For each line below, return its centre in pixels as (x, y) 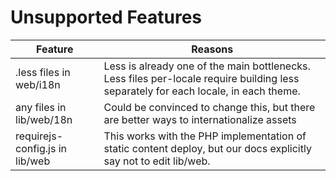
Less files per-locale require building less (201, 78)
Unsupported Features (106, 17)
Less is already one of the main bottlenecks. (207, 66)
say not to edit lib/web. (157, 161)
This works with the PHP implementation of (205, 136)
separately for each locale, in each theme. (202, 91)
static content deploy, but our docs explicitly (207, 148)
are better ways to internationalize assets (200, 119)
